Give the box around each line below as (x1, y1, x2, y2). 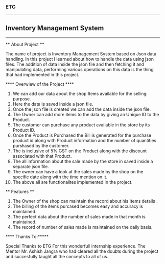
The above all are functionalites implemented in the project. (12, 179, 133, 185)
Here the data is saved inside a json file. (12, 101, 94, 107)
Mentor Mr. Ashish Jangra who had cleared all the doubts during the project (5, 248, 159, 254)
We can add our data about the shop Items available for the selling (12, 91, 147, 96)
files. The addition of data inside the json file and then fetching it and (5, 61, 144, 67)
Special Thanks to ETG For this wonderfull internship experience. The (5, 243, 146, 249)
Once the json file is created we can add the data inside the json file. (12, 106, 151, 112)
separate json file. (12, 164, 49, 169)
